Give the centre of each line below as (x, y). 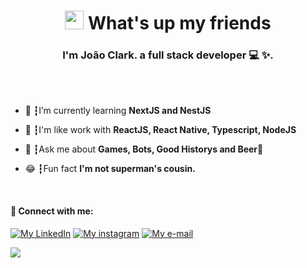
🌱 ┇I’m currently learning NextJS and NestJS (118, 111)
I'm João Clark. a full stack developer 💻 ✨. (168, 55)
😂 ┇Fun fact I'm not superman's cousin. (110, 169)
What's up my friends (180, 23)
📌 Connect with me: (52, 211)
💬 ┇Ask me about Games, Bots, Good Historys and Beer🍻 (144, 149)
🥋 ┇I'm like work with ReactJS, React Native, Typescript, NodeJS (160, 130)
